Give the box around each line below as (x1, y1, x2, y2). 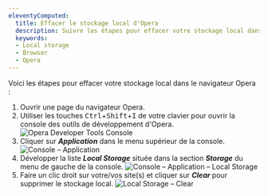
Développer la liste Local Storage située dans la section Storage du (19, 153, 243, 162)
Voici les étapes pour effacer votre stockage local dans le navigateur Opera (8, 78, 257, 88)
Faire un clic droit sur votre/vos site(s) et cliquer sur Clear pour (19, 170, 228, 180)
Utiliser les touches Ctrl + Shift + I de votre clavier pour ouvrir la (19, 110, 235, 120)
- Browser (15, 49, 48, 57)
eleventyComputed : (8, 11, 69, 20)
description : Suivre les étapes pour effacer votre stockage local (15, 26, 245, 34)
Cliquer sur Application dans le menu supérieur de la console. (19, 136, 226, 146)
